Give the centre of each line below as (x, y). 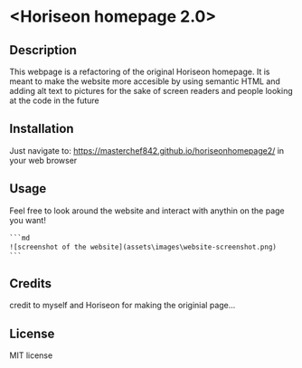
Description (43, 50)
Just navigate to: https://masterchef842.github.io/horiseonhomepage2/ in (147, 150)
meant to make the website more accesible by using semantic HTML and (145, 81)
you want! (28, 220)
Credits (31, 283)
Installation (42, 129)
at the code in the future (54, 100)
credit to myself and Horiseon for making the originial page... (123, 306)
